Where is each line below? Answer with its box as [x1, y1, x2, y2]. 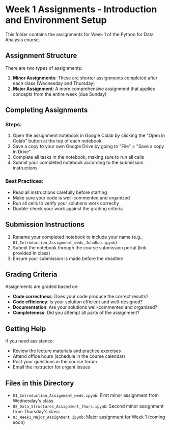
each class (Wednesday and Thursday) [12, 80, 95, 86]
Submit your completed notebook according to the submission [12, 159, 144, 166]
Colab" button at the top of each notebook [12, 138, 102, 144]
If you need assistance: [5, 338, 54, 344]
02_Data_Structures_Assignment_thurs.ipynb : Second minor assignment [12, 403, 164, 409]
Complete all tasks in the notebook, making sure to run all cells [12, 154, 144, 160]
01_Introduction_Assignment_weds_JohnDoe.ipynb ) [12, 239, 118, 245]
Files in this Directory [5, 379, 74, 387]
